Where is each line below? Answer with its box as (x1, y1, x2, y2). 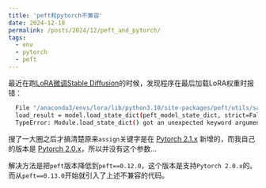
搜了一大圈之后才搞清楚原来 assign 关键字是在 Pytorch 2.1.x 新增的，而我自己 (8, 133, 256, 143)
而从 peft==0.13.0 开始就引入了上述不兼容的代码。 (8, 171, 169, 180)
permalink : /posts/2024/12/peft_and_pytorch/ (8, 26, 161, 34)
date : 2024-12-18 (8, 19, 66, 27)
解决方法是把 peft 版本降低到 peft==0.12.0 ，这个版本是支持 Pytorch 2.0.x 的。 (8, 160, 257, 170)
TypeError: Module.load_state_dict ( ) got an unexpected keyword (15, 118, 232, 126)
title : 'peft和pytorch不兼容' (8, 11, 103, 20)
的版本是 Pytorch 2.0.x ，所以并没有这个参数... (8, 144, 157, 153)
